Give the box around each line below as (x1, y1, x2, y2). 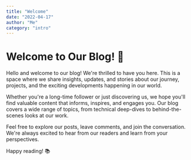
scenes (6, 112, 24, 119)
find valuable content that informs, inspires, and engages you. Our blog (6, 100, 179, 107)
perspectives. (6, 136, 39, 143)
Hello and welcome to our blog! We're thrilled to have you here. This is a (6, 70, 180, 77)
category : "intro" (6, 25, 51, 31)
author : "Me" (6, 19, 38, 25)
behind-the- (152, 106, 182, 113)
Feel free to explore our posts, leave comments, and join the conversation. (6, 124, 186, 131)
